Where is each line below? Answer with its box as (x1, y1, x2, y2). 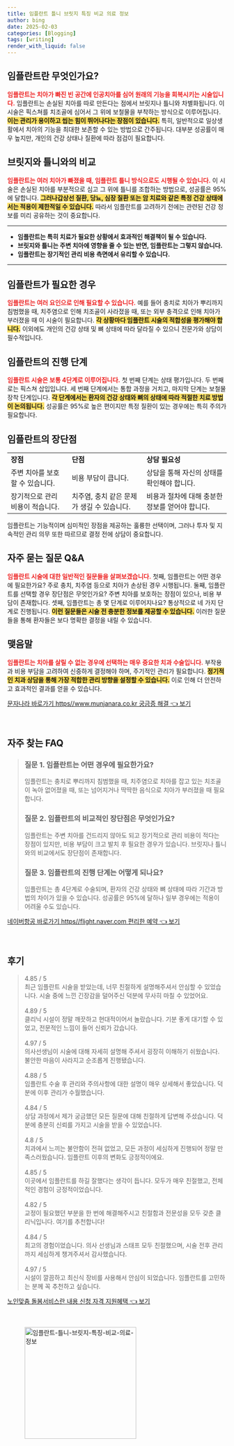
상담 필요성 (146, 455, 181, 465)
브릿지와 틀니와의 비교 (7, 156, 96, 168)
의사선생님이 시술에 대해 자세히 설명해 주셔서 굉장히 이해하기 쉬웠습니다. (24, 1047, 220, 1056)
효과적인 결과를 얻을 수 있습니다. (14, 684, 102, 692)
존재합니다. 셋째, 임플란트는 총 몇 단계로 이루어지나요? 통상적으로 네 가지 (19, 598, 217, 606)
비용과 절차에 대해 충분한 (146, 492, 223, 502)
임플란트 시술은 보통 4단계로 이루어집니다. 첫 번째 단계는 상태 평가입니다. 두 (7, 376, 211, 384)
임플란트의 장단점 (7, 433, 77, 445)
